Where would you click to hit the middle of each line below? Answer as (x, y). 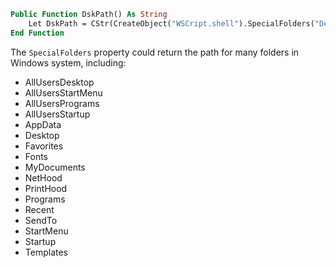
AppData (43, 124)
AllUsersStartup (57, 114)
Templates (46, 252)
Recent (39, 209)
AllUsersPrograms (62, 103)
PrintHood (46, 188)
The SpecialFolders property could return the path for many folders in (155, 52)
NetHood (43, 177)
